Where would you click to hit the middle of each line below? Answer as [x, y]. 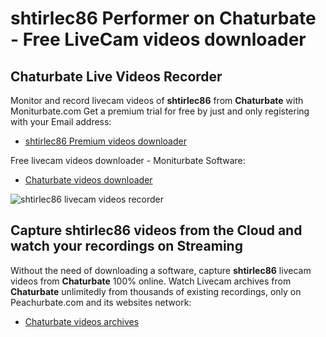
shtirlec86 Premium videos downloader [105, 141]
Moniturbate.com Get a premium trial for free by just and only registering [160, 111]
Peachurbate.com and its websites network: [101, 302]
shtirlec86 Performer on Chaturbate [163, 18]
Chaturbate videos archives [82, 321]
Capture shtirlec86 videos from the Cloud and [156, 230]
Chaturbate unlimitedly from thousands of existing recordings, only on [156, 291]
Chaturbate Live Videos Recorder [116, 76]
